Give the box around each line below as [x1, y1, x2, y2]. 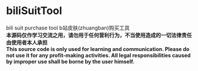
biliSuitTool [6, 4, 62, 18]
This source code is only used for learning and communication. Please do [6, 45, 190, 52]
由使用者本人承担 [6, 39, 48, 46]
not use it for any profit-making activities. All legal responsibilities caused [6, 52, 191, 59]
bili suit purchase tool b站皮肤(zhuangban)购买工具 [6, 24, 130, 31]
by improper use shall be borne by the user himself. [6, 58, 135, 65]
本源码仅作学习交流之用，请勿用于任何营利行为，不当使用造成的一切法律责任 [6, 31, 192, 39]
